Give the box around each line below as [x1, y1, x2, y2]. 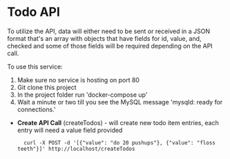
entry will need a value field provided [17, 126, 123, 134]
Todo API [7, 4, 61, 20]
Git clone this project [17, 83, 77, 91]
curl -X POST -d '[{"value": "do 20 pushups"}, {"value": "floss [23, 139, 215, 146]
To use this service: [7, 62, 64, 71]
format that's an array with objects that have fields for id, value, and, [7, 34, 202, 42]
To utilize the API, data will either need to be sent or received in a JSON [7, 27, 211, 35]
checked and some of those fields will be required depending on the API [7, 41, 213, 50]
